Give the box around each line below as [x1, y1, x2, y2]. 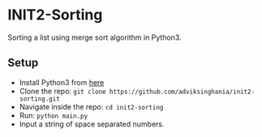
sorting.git [19, 95, 60, 103]
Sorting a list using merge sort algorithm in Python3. [7, 32, 182, 42]
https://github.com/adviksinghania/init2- [109, 88, 256, 96]
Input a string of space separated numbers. [19, 119, 165, 129]
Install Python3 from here [19, 77, 105, 87]
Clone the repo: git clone [19, 86, 106, 96]
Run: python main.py [19, 110, 88, 120]
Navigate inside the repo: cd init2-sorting [19, 101, 164, 111]
